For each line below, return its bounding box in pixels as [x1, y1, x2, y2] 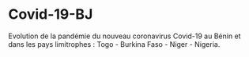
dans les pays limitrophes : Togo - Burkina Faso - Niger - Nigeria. [8, 39, 221, 48]
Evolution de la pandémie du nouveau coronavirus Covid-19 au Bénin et [8, 31, 241, 41]
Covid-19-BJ [8, 5, 93, 23]
